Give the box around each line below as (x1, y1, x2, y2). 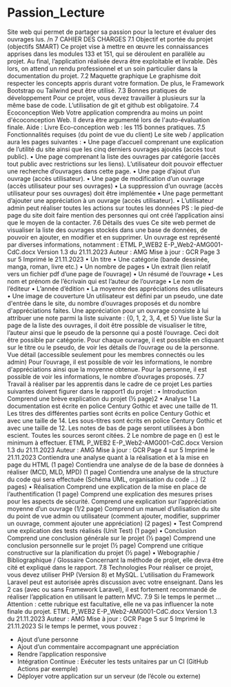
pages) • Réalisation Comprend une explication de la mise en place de (7, 482, 207, 491)
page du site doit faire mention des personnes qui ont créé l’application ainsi (7, 211, 224, 219)
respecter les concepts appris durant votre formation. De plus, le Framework (7, 79, 225, 87)
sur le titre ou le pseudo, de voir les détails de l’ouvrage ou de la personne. (7, 343, 219, 351)
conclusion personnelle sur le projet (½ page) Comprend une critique (7, 541, 203, 550)
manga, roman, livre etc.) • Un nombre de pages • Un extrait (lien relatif (7, 262, 212, 271)
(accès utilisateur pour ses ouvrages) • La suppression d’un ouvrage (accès (7, 182, 223, 190)
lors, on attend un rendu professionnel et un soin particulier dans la (7, 64, 198, 72)
